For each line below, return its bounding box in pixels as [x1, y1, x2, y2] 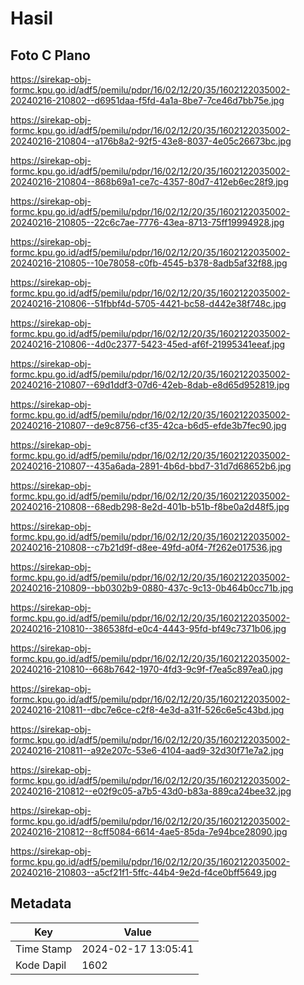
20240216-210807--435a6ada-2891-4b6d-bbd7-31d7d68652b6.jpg [10, 460, 292, 472]
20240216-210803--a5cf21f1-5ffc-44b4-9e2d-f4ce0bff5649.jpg [10, 867, 277, 878]
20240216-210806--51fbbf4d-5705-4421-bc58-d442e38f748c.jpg [10, 298, 287, 309]
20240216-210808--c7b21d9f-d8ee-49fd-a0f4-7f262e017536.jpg [10, 542, 283, 553]
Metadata [10, 895, 72, 912]
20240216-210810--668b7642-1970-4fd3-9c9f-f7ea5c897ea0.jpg [10, 663, 284, 675]
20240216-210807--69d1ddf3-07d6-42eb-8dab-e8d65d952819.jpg [10, 379, 290, 391]
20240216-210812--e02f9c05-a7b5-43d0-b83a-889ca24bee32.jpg [10, 785, 292, 797]
